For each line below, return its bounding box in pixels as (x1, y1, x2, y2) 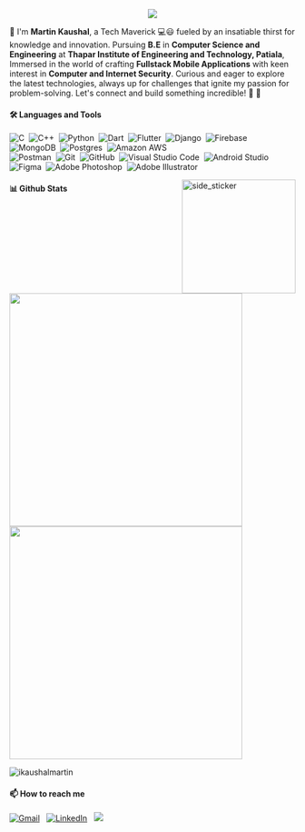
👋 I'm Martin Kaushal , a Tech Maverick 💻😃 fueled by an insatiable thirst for (9, 26, 295, 36)
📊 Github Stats (9, 183, 68, 194)
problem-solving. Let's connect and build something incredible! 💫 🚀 (9, 87, 261, 98)
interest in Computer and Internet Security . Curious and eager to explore (9, 68, 285, 79)
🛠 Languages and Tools (9, 109, 102, 120)
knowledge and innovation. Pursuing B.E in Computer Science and (9, 39, 261, 50)
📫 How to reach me (9, 787, 85, 799)
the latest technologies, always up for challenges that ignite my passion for (9, 78, 290, 88)
